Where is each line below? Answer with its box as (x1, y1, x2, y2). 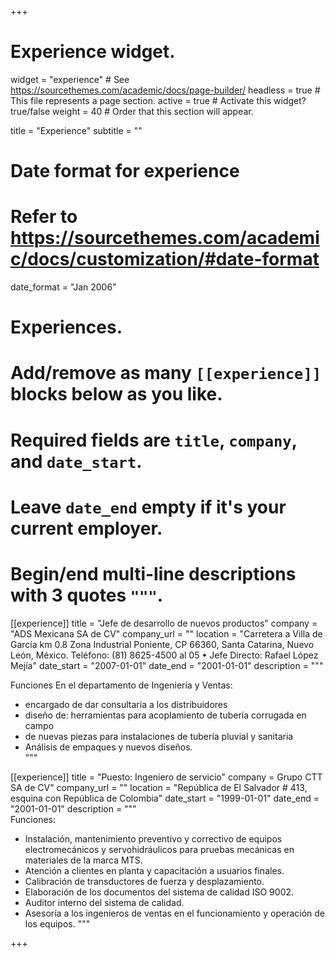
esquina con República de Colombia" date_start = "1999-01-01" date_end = (10, 792, 320, 804)
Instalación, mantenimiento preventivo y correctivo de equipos (24, 832, 283, 845)
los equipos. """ (24, 917, 91, 930)
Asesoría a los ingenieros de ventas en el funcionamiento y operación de (24, 907, 325, 919)
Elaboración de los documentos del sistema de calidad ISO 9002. (24, 886, 295, 898)
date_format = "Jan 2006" (10, 281, 117, 293)
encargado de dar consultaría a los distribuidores (24, 698, 228, 710)
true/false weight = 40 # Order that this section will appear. (10, 105, 254, 117)
